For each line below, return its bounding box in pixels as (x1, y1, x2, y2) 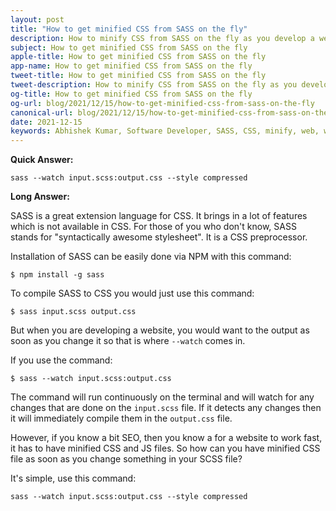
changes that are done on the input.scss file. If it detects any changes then (10, 402, 322, 414)
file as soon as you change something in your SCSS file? (10, 453, 243, 465)
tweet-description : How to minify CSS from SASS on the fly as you (10, 80, 298, 90)
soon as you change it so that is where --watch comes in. (10, 335, 246, 347)
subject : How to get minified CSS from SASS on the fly (10, 42, 248, 53)
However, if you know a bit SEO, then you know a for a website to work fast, (10, 432, 323, 444)
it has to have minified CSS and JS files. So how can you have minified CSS (10, 442, 321, 455)
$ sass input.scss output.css (10, 307, 137, 317)
